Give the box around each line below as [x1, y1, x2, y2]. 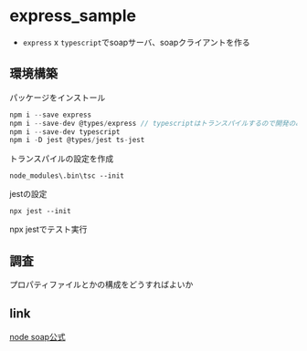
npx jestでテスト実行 [9, 224, 88, 235]
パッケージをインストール [9, 92, 106, 103]
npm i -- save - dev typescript [9, 127, 121, 137]
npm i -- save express [9, 110, 92, 119]
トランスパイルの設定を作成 [9, 153, 114, 164]
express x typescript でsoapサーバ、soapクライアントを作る [22, 36, 251, 47]
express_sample [9, 5, 137, 26]
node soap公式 [9, 331, 66, 342]
